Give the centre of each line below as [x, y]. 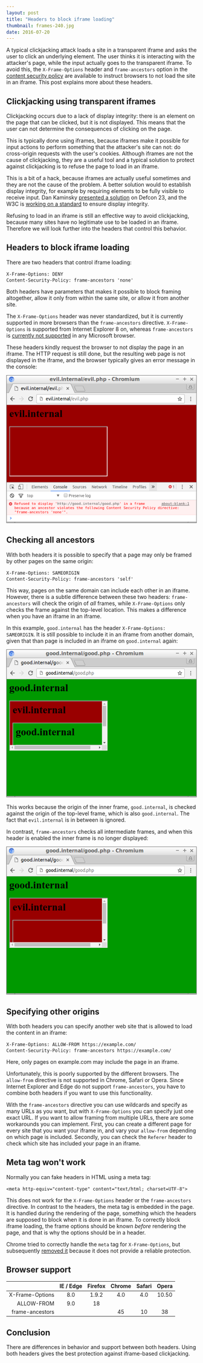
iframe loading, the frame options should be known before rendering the [96, 1226]
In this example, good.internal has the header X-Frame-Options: [86, 627]
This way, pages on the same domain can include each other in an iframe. [98, 590]
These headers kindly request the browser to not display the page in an [95, 347]
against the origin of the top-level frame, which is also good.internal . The [98, 814]
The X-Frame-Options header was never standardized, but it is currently [95, 316]
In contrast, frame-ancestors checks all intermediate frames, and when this [99, 832]
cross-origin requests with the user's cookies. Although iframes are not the [100, 154]
